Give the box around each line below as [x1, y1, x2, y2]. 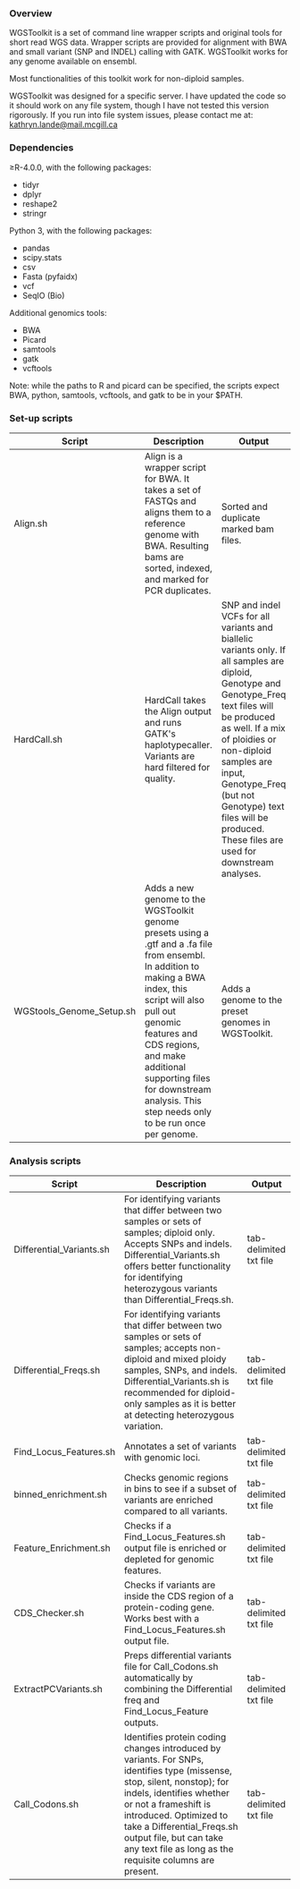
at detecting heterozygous [123, 1408, 235, 1421]
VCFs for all [221, 609, 271, 622]
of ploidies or [221, 733, 277, 745]
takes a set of [144, 483, 202, 496]
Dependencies [9, 141, 74, 154]
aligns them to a [144, 506, 212, 518]
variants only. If [221, 643, 286, 656]
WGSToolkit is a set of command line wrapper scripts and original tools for [9, 28, 283, 38]
